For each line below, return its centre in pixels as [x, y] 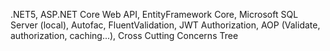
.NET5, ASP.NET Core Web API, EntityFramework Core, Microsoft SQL [154, 14]
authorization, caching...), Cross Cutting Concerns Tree [124, 35]
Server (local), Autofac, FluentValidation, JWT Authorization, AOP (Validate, [165, 25]
